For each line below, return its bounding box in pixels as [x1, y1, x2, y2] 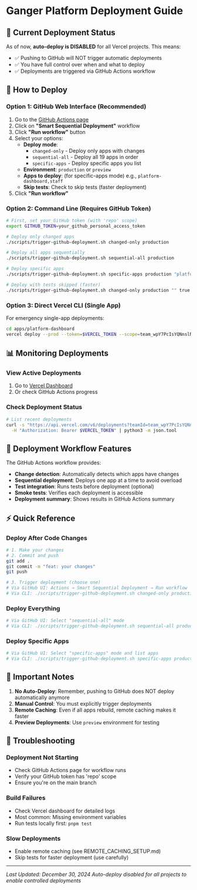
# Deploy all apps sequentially [6, 250, 85, 256]
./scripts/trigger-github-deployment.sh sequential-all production [6, 255, 175, 261]
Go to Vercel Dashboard [14, 382, 73, 389]
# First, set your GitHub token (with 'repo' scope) [6, 217, 138, 224]
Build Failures [6, 794, 46, 802]
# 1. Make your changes [6, 547, 64, 553]
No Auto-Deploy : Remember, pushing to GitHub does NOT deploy [14, 687, 175, 695]
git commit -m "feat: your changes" [6, 564, 96, 569]
